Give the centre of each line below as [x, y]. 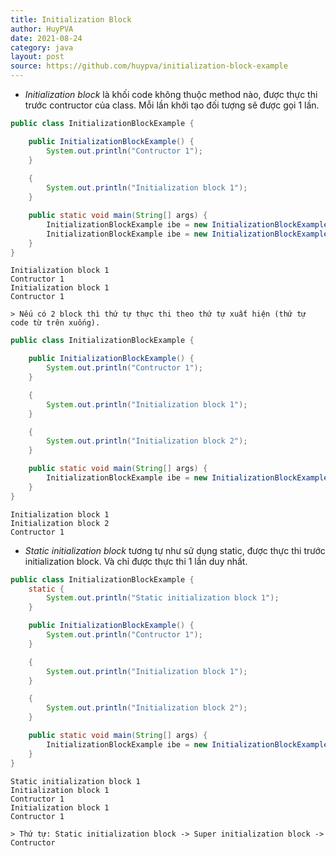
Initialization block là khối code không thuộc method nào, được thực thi [171, 94]
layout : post [37, 57]
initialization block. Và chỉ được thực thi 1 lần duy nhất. [136, 561]
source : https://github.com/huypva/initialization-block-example [149, 66]
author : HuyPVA [42, 29]
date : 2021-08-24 [46, 38]
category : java [42, 47]
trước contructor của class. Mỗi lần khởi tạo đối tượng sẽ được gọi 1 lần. [172, 105]
